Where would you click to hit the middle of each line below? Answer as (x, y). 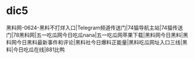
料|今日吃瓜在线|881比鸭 (35, 49)
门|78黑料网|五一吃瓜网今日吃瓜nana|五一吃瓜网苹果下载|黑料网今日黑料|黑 (97, 35)
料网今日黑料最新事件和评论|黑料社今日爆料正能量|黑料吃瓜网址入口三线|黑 (97, 42)
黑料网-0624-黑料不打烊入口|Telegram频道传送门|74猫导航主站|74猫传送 (95, 27)
